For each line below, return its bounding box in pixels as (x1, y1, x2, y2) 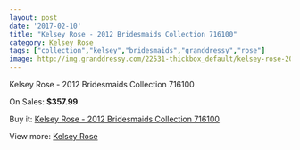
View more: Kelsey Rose (9, 131, 98, 141)
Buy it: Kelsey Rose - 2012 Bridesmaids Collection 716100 (9, 113, 221, 124)
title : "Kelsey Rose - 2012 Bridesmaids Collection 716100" (9, 29, 238, 38)
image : (9, 54, 34, 63)
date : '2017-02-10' (9, 21, 82, 30)
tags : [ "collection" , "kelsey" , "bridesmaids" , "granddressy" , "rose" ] (9, 46, 266, 55)
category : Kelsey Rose (9, 37, 94, 47)
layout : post (9, 12, 58, 22)
